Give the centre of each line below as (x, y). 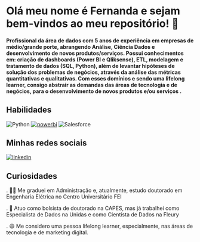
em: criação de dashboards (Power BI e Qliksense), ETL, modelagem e (95, 59)
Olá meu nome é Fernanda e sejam (93, 11)
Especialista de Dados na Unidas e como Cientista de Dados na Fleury (93, 215)
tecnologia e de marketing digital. (47, 232)
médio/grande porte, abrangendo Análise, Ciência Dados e (81, 46)
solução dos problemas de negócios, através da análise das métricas (93, 72)
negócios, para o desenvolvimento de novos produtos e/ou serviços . (94, 91)
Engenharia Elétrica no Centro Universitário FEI (64, 197)
